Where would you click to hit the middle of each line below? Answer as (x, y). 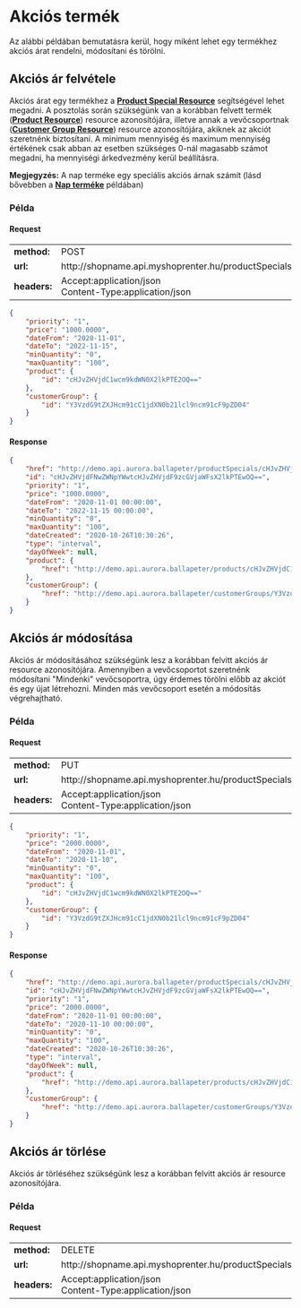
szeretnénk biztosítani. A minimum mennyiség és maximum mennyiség (140, 138)
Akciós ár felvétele (63, 79)
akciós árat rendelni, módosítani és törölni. (87, 50)
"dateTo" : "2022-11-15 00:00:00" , (90, 511)
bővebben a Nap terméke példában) (77, 185)
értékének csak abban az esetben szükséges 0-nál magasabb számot (139, 148)
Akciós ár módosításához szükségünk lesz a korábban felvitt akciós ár (139, 659)
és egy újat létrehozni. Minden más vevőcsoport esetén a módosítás (135, 688)
